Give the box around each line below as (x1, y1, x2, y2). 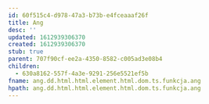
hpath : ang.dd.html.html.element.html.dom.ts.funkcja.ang (8, 84, 201, 92)
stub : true (8, 48, 44, 56)
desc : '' (8, 26, 37, 34)
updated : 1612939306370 (8, 33, 86, 41)
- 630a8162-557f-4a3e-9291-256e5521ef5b (15, 70, 149, 77)
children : (8, 63, 41, 70)
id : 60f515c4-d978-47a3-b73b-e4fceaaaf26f (8, 11, 149, 20)
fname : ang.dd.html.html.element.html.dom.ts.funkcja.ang (8, 77, 201, 84)
